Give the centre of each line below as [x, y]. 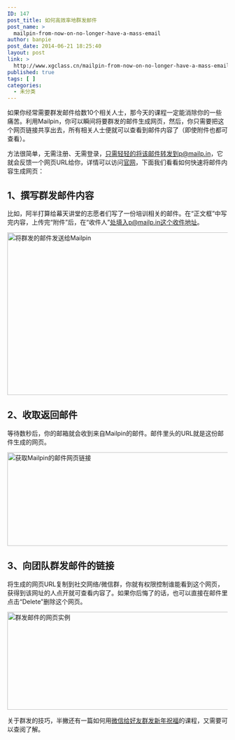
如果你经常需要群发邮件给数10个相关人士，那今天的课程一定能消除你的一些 [115, 113]
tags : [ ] [22, 79]
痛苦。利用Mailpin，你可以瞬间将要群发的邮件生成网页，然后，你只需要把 [113, 121]
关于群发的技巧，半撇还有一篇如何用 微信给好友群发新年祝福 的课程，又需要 [114, 720]
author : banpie [29, 40]
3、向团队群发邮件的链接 [61, 566]
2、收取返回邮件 [43, 415]
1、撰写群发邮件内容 [51, 195]
